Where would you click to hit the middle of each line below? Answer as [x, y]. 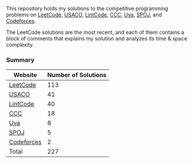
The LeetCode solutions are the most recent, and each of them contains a [95, 32]
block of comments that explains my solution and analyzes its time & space [97, 38]
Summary [21, 60]
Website [26, 75]
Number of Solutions [77, 75]
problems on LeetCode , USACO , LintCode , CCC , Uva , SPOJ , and [84, 15]
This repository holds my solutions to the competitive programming [87, 9]
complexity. [20, 45]
